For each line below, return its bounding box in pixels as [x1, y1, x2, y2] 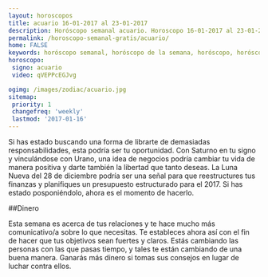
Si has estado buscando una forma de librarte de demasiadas [8, 137, 211, 146]
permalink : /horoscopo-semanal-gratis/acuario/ [8, 34, 170, 42]
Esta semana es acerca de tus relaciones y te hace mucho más [8, 219, 215, 228]
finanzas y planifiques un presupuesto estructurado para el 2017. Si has [8, 180, 243, 188]
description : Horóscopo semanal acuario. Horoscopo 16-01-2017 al [8, 26, 234, 34]
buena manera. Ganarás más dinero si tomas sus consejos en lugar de [8, 253, 239, 262]
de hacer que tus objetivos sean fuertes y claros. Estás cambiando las [8, 236, 239, 245]
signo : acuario [11, 64, 62, 72]
